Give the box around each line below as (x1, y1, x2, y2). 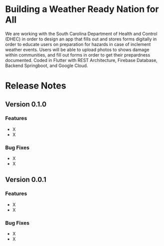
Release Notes (5, 80, 66, 91)
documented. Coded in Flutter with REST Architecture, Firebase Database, (5, 57, 158, 63)
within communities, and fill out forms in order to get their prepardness (5, 51, 151, 58)
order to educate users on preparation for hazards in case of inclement (5, 41, 151, 47)
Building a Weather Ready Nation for (5, 3, 159, 15)
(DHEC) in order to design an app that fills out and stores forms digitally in (5, 36, 157, 42)
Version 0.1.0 (5, 100, 47, 108)
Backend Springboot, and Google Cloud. (5, 62, 88, 68)
